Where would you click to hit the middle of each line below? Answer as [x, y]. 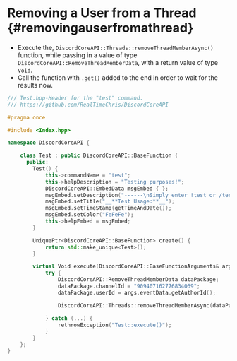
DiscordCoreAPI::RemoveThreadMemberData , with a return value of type [118, 62]
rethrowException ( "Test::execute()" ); [115, 325]
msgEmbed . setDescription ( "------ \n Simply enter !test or [130, 195]
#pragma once [26, 117]
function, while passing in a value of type [77, 55]
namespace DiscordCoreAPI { [49, 143]
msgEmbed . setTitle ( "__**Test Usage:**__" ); [110, 202]
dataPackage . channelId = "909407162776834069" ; [129, 286]
